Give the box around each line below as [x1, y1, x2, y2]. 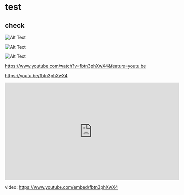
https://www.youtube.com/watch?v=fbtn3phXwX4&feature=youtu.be [5, 63, 146, 69]
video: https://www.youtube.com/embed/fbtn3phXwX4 [5, 184, 118, 190]
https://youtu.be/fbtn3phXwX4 [5, 73, 68, 78]
